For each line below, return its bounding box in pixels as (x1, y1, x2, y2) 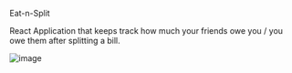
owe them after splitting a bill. (9, 36, 120, 46)
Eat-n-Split (9, 8, 50, 18)
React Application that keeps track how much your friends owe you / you (9, 26, 284, 36)
